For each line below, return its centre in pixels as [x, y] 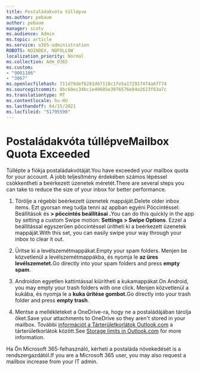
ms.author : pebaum [29, 17]
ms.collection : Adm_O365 [37, 62]
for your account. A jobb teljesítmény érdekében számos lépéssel [87, 177]
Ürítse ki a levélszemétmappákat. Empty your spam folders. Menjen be [101, 251]
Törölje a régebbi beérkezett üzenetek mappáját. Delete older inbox [97, 201]
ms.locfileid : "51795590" [38, 112]
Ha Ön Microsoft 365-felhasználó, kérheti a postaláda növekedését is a [93, 349]
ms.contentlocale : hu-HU [37, 100]
